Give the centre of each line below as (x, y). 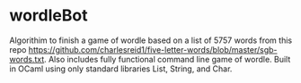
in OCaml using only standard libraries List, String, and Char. (121, 69)
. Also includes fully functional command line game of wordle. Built (167, 59)
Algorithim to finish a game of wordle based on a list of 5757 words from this (151, 40)
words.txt (27, 59)
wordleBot (49, 16)
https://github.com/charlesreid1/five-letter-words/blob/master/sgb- (153, 49)
